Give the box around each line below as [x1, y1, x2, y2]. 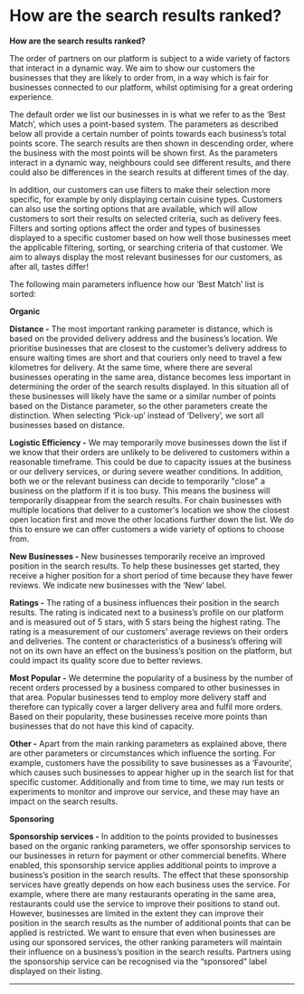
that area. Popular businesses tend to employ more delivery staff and [9, 692, 267, 702]
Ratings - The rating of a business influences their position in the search [9, 597, 280, 607]
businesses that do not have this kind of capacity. [9, 721, 195, 731]
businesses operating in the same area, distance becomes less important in [9, 371, 291, 382]
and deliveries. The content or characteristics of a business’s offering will [9, 636, 282, 646]
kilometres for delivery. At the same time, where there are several [9, 361, 253, 372]
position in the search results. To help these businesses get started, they [9, 560, 280, 571]
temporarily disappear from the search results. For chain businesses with [9, 494, 282, 505]
